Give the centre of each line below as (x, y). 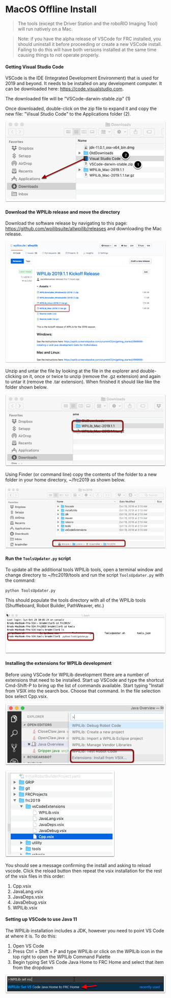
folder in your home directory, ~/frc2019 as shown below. (65, 480)
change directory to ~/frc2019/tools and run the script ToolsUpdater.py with (85, 575)
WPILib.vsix (25, 907)
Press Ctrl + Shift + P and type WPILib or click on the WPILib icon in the (88, 951)
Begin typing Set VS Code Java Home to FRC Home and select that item (88, 962)
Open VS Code (28, 946)
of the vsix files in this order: (35, 876)
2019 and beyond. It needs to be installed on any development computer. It (84, 84)
